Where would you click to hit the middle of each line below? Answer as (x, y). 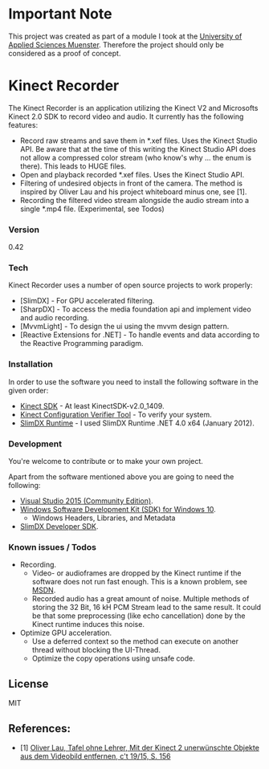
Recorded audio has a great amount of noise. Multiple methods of (141, 599)
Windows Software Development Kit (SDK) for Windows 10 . (118, 510)
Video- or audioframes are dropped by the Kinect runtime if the (137, 573)
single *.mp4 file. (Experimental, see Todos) (92, 209)
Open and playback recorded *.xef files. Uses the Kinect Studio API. (132, 174)
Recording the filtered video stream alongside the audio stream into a (134, 200)
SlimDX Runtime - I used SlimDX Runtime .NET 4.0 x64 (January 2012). (137, 423)
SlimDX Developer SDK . (59, 527)
